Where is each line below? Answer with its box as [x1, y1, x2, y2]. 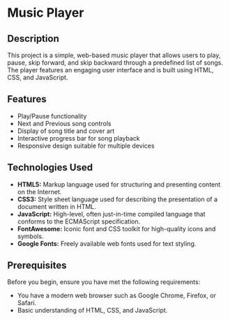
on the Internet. [17, 187, 62, 196]
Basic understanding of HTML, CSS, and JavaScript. [17, 306, 168, 315]
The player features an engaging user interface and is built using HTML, [7, 66, 214, 74]
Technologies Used [7, 162, 93, 173]
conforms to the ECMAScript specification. [17, 217, 141, 226]
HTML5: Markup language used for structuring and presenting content [17, 180, 221, 189]
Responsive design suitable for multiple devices [17, 141, 155, 150]
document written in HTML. [17, 202, 96, 210]
